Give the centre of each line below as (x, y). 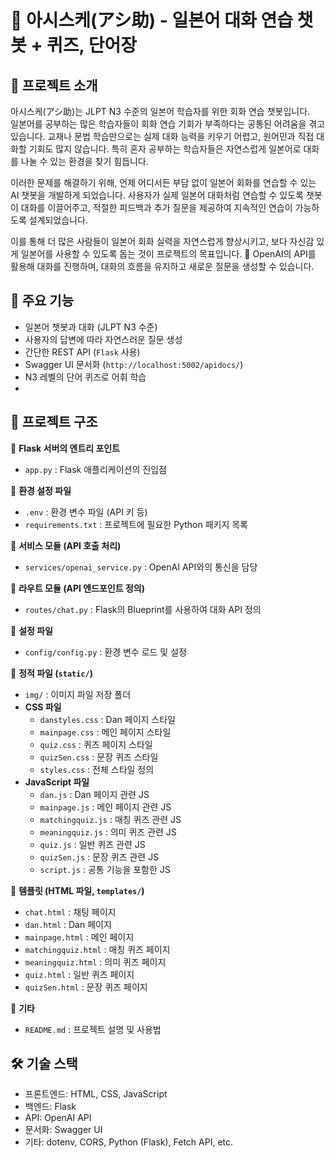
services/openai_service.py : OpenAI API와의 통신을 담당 (141, 567)
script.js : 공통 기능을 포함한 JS (105, 869)
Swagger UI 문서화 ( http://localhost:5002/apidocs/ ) (134, 364)
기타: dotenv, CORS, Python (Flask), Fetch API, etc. (129, 1142)
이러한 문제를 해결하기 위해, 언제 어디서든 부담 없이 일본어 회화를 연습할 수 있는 (163, 182)
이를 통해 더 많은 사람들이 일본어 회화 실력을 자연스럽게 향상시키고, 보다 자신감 (162, 241)
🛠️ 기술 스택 (44, 1064)
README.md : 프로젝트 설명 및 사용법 (93, 1029)
